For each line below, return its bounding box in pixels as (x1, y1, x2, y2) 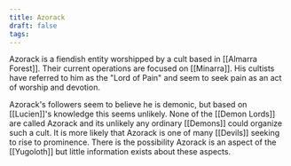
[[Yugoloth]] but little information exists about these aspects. (9, 146, 232, 157)
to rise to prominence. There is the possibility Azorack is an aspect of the (9, 137, 277, 147)
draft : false (9, 21, 58, 30)
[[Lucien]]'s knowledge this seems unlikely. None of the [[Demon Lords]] (9, 108, 276, 120)
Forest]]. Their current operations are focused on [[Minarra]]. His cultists (9, 63, 275, 74)
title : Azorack (9, 12, 66, 22)
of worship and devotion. (9, 82, 100, 93)
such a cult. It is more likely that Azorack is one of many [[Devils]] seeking (9, 128, 280, 138)
